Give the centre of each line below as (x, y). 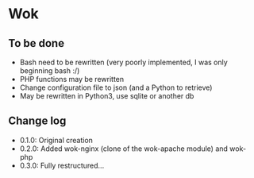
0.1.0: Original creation (56, 140)
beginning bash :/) (50, 71)
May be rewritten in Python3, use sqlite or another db (107, 96)
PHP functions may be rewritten (72, 79)
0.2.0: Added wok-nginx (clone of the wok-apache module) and (124, 149)
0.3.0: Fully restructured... (62, 165)
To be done (37, 43)
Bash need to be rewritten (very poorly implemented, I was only (123, 62)
